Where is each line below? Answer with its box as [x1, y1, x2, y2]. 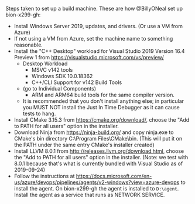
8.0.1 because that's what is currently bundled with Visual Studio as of [13, 160, 183, 167]
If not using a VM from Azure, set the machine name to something [13, 35, 173, 42]
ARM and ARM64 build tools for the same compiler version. [31, 91, 175, 98]
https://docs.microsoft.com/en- [76, 173, 152, 179]
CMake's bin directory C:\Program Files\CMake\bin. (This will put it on [13, 135, 183, 142]
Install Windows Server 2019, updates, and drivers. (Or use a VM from [13, 23, 183, 29]
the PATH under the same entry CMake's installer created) [13, 141, 155, 148]
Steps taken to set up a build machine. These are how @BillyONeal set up [5, 5, 183, 12]
